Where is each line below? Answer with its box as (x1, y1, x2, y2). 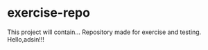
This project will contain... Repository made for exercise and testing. (7, 28, 202, 36)
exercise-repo (7, 5, 90, 21)
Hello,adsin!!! (7, 35, 45, 43)
